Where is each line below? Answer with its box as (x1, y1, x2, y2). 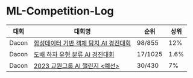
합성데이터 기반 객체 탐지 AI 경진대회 (33, 39, 131, 47)
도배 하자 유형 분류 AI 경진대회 (33, 50, 115, 59)
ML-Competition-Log (6, 4, 115, 18)
